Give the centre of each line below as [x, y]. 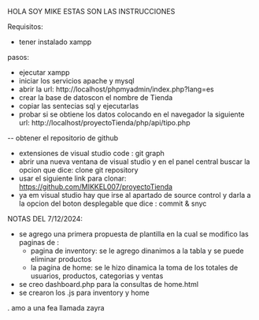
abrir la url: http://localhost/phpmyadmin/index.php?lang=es [116, 89]
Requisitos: [26, 26]
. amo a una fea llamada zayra [56, 308]
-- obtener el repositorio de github [63, 138]
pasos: [18, 57]
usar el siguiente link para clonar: [72, 178]
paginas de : [39, 242]
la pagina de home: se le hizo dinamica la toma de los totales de [134, 268]
